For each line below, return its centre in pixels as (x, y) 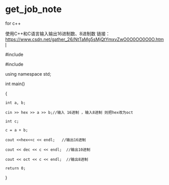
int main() (15, 84)
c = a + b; (17, 130)
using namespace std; (28, 74)
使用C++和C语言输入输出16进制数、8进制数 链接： (58, 33)
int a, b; (16, 103)
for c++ (13, 23)
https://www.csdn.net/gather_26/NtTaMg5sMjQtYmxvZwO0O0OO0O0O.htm (84, 39)
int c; (12, 121)
